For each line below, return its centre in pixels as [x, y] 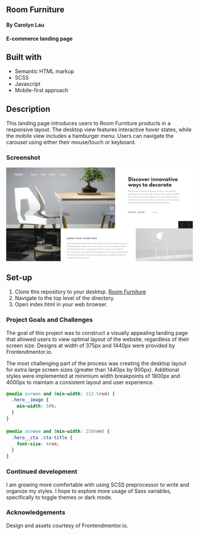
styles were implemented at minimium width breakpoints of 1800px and [93, 376]
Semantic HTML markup [44, 71]
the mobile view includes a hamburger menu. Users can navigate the [90, 136]
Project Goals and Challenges [49, 320]
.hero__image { [30, 400]
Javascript [28, 84]
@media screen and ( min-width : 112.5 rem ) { [61, 394]
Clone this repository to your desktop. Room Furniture [80, 292]
